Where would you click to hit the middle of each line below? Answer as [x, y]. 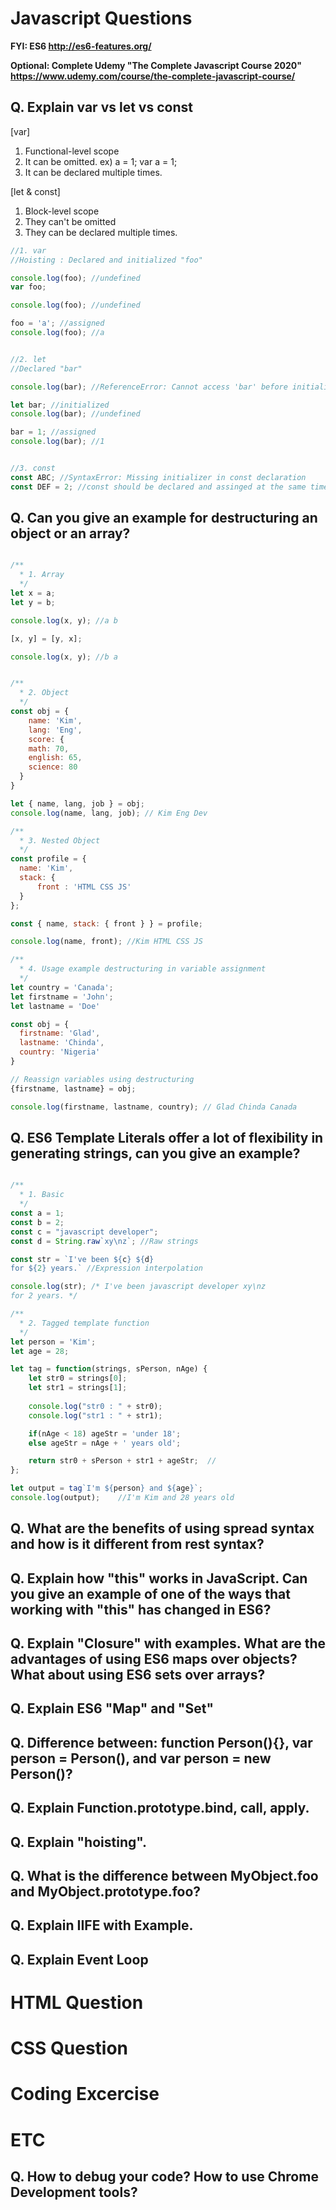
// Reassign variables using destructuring [102, 1079]
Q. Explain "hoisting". [78, 1842]
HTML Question [77, 2002]
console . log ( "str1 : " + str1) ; [95, 1415]
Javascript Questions [101, 18]
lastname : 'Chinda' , [62, 1043]
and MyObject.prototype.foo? [106, 1891]
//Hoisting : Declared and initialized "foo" [106, 260]
